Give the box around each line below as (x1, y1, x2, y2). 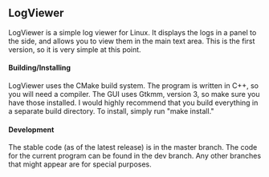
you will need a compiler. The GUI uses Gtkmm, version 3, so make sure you (8, 90, 260, 99)
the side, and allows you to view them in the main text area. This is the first (8, 36, 255, 46)
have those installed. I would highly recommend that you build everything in (8, 98, 259, 107)
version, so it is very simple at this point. (8, 44, 142, 54)
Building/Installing (8, 63, 71, 73)
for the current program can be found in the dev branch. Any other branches (8, 151, 262, 161)
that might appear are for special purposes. (8, 159, 153, 169)
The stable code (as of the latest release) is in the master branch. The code (8, 143, 258, 152)
